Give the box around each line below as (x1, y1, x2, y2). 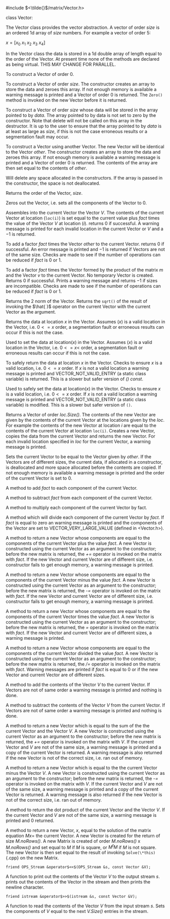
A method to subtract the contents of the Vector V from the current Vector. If (6, 702, 165, 708)
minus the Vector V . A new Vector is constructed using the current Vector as (6, 770, 165, 776)
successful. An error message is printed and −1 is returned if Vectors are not (6, 246, 165, 252)
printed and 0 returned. (6, 817, 55, 823)
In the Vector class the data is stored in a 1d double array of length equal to (6, 51, 162, 57)
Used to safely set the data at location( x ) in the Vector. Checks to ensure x (6, 385, 161, 391)
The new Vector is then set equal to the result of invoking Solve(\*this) (6, 850, 156, 856)
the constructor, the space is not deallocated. (6, 180, 101, 186)
